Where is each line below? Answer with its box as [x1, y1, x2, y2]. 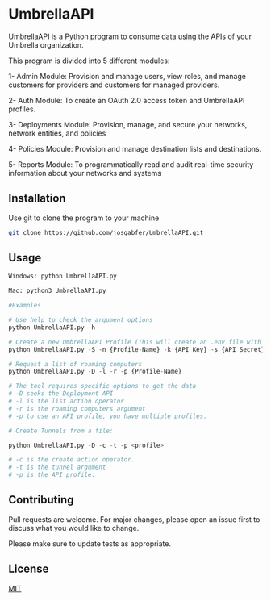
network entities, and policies [8, 128, 106, 138]
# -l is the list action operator [8, 397, 125, 406]
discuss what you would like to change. [8, 523, 140, 532]
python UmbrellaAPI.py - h [8, 323, 95, 332]
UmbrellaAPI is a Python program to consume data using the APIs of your [8, 31, 252, 41]
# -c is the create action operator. [8, 456, 135, 464]
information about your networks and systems [8, 168, 161, 177]
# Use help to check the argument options [8, 316, 153, 324]
